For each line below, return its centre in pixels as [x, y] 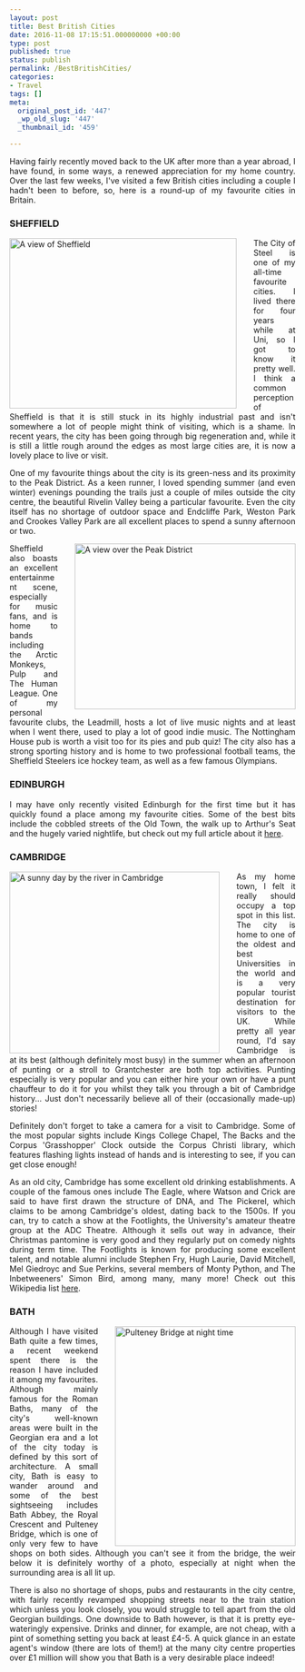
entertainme [32, 578]
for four [275, 311]
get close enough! [43, 1164]
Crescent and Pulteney [54, 1524]
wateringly [29, 1629]
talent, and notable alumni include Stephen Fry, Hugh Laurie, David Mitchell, [152, 1259]
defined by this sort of [54, 1457]
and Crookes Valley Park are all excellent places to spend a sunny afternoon [152, 521]
